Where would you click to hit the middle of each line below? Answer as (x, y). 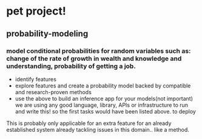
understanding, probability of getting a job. (71, 66)
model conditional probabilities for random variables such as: (99, 51)
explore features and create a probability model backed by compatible (103, 86)
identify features (35, 79)
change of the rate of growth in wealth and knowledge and (94, 58)
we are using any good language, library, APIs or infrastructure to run (102, 105)
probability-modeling (47, 34)
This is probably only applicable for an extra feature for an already (89, 123)
